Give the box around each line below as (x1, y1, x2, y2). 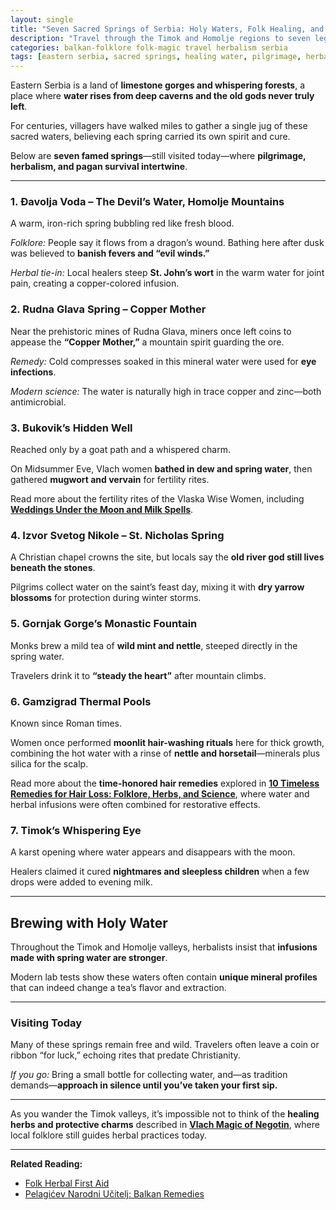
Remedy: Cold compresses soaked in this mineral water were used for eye (10, 355, 317, 367)
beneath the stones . (10, 562, 96, 574)
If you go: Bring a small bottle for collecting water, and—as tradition (10, 1069, 288, 1081)
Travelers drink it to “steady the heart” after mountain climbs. (10, 669, 267, 681)
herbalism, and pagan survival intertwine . (10, 161, 188, 173)
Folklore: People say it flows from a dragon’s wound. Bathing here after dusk (10, 237, 325, 249)
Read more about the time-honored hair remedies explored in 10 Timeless (10, 777, 320, 789)
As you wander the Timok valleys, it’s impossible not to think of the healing (10, 1108, 320, 1120)
